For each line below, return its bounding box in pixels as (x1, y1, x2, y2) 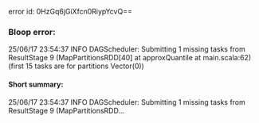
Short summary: (8, 79, 64, 89)
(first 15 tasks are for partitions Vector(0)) (8, 61, 145, 71)
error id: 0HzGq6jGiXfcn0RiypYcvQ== (8, 7, 133, 16)
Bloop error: (8, 26, 56, 37)
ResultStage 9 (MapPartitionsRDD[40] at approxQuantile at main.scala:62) (8, 53, 252, 63)
